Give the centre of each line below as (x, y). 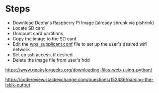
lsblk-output (18, 85)
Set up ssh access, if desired (43, 55)
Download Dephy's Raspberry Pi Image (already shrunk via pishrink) (83, 23)
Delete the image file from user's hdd (51, 60)
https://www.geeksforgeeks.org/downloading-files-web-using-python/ (79, 70)
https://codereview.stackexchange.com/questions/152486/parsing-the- (79, 79)
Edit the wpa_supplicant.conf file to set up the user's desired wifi (80, 44)
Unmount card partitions (38, 33)
